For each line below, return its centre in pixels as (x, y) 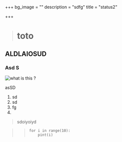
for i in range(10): (50, 130)
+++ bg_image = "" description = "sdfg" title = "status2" (61, 7)
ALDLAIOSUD (26, 54)
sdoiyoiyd (27, 122)
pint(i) (46, 135)
